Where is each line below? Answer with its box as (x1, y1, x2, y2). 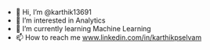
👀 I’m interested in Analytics (15, 16, 106, 25)
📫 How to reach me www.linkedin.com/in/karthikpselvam (15, 33, 202, 42)
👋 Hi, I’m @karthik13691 (15, 8, 92, 16)
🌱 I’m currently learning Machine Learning (15, 24, 151, 33)
